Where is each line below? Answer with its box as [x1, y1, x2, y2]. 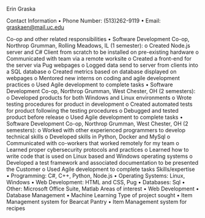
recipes [6, 205, 26, 212]
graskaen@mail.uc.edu [6, 24, 64, 31]
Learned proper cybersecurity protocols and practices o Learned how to [6, 146, 189, 153]
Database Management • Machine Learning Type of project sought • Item [6, 192, 193, 198]
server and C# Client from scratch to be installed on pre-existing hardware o [6, 48, 199, 56]
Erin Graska [6, 6, 35, 12]
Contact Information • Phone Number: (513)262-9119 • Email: [6, 17, 161, 24]
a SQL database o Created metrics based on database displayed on [6, 68, 177, 75]
